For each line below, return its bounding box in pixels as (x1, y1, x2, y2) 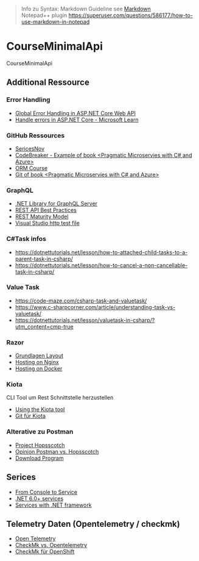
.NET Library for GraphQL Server (15, 200, 98, 207)
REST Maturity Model (15, 213, 69, 220)
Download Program (15, 454, 64, 462)
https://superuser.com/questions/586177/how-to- (68, 12, 194, 19)
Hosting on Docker (15, 365, 63, 373)
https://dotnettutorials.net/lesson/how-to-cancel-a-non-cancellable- (15, 262, 188, 269)
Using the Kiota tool (15, 406, 65, 413)
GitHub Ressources (6, 131, 65, 140)
